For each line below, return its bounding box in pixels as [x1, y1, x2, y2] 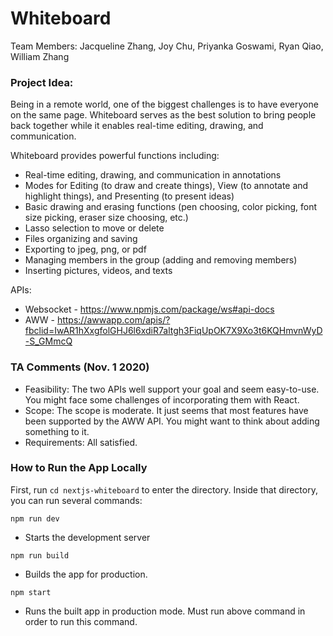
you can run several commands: [10, 494, 143, 506]
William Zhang [10, 50, 70, 62]
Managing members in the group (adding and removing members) [24, 254, 298, 266]
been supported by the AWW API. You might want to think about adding [24, 415, 320, 427]
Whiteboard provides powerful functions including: [10, 150, 220, 162]
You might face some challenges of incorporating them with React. [24, 393, 300, 406]
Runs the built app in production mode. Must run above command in [24, 605, 306, 617]
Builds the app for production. [24, 568, 148, 580]
